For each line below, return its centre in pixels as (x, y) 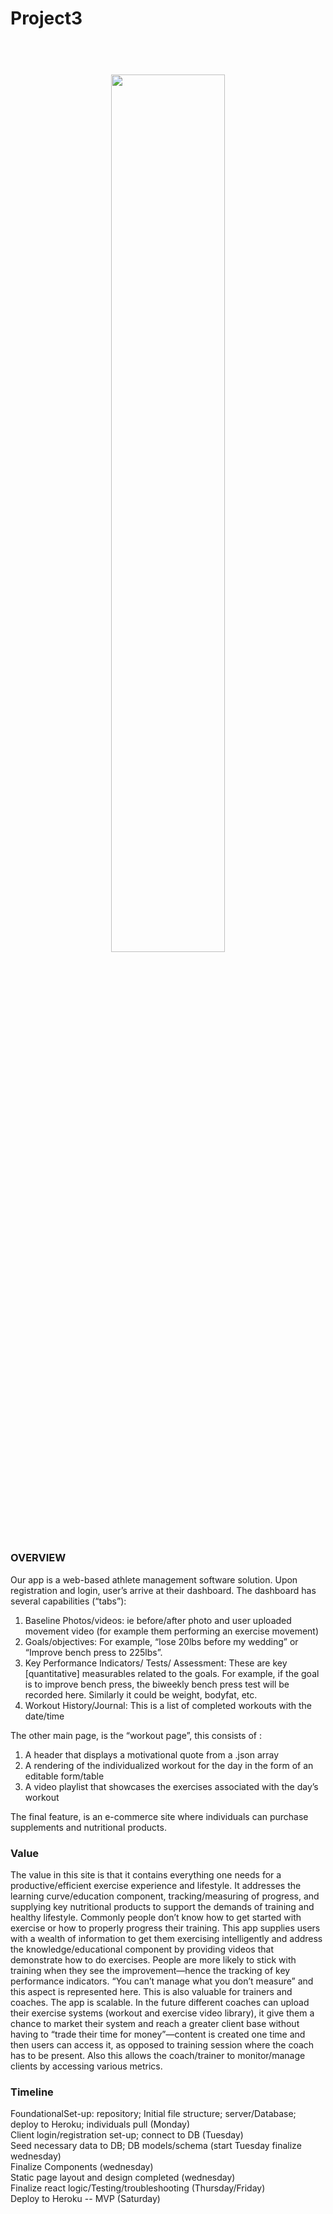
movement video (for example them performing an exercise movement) (172, 1631)
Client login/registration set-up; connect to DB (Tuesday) (127, 2135)
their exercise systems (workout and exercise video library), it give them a (162, 2013)
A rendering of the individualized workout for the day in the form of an (169, 1765)
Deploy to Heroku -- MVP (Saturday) (85, 2199)
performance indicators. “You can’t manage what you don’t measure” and (162, 1981)
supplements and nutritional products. (88, 1827)
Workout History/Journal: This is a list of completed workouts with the (168, 1705)
